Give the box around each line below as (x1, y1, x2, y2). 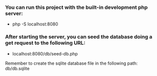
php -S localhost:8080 (12, 21, 58, 27)
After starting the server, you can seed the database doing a (5, 33, 153, 40)
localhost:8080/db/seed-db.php (12, 51, 78, 56)
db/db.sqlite (5, 65, 30, 71)
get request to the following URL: (5, 40, 85, 47)
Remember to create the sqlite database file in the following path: (5, 60, 138, 66)
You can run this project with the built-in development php (5, 4, 148, 11)
